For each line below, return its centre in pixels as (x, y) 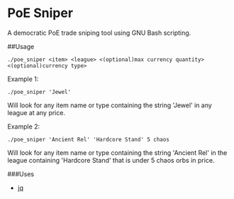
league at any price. (37, 112)
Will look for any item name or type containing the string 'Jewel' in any (110, 105)
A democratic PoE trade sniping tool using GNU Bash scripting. (99, 33)
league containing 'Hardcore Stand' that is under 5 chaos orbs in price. (111, 160)
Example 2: (24, 127)
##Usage (21, 46)
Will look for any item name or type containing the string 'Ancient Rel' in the (117, 152)
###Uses (21, 174)
